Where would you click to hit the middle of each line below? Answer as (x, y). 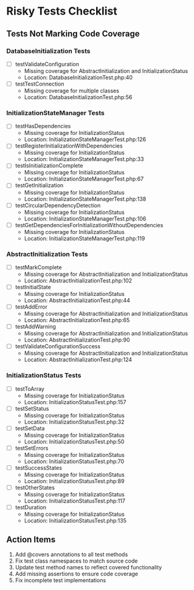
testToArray (29, 389)
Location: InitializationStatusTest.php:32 (74, 422)
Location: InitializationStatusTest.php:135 (75, 521)
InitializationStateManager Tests (55, 112)
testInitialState (33, 287)
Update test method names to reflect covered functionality (88, 567)
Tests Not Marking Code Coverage (73, 34)
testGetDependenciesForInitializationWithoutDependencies (89, 225)
